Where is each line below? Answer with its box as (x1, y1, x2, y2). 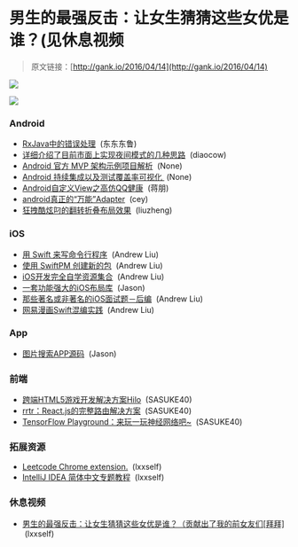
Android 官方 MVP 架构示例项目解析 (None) (21, 160, 184, 171)
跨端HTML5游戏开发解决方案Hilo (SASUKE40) (21, 395, 192, 405)
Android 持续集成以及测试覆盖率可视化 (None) (21, 172, 192, 183)
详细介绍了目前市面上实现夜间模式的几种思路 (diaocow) (21, 150, 227, 160)
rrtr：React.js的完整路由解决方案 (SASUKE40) (21, 405, 192, 417)
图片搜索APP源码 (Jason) (21, 348, 117, 359)
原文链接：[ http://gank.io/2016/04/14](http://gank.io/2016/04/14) (30, 61, 268, 72)
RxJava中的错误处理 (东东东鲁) (21, 138, 137, 149)
